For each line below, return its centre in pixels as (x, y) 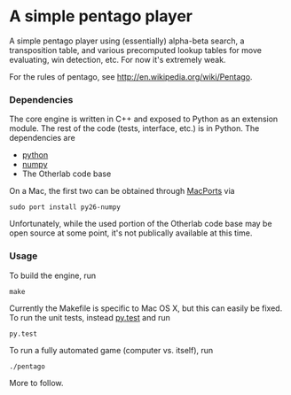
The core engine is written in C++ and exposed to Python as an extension (144, 119)
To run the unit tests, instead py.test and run (90, 317)
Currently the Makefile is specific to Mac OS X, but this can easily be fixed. (146, 308)
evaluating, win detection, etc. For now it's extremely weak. (118, 59)
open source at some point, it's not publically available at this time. (131, 233)
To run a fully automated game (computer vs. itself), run (111, 350)
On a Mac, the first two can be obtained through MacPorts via (122, 191)
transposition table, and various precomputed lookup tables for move (135, 50)
